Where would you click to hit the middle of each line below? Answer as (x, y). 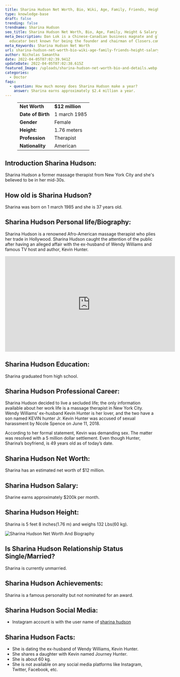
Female (63, 122)
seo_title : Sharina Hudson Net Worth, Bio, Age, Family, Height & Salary (81, 32)
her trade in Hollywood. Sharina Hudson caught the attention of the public (79, 239)
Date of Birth (35, 115)
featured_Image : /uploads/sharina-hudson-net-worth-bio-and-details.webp (81, 68)
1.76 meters (68, 130)
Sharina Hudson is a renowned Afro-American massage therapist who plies (80, 234)
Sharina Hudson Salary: (42, 486)
